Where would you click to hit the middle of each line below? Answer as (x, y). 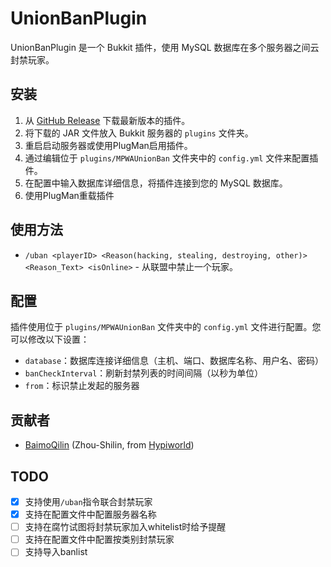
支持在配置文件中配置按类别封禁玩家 (99, 539)
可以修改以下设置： (50, 339)
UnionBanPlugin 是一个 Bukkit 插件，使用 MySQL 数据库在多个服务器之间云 (165, 47)
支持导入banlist (56, 552)
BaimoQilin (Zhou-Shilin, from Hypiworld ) (109, 445)
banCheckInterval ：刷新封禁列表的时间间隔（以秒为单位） (144, 373)
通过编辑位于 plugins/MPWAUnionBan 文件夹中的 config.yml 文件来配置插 (171, 158)
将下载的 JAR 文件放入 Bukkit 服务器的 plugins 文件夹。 (139, 133)
